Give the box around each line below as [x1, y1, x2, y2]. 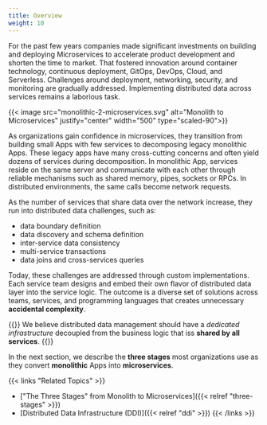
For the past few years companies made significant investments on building [8, 41, 257, 50]
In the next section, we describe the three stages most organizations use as [8, 352, 259, 361]
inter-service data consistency [19, 238, 120, 248]
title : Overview [8, 11, 62, 20]
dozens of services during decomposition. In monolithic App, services [8, 156, 238, 166]
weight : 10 [8, 19, 45, 27]
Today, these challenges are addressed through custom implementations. [8, 270, 249, 279]
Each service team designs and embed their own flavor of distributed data [8, 279, 252, 288]
